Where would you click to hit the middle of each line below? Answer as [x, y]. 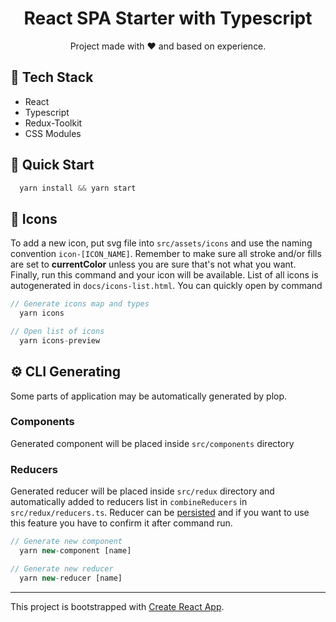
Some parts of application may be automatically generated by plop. [149, 396]
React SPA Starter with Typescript [168, 18]
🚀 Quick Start [52, 165]
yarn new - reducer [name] [71, 578]
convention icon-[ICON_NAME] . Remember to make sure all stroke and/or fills [166, 254]
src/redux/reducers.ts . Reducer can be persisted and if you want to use [160, 513]
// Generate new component [66, 542]
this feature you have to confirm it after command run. [121, 523]
